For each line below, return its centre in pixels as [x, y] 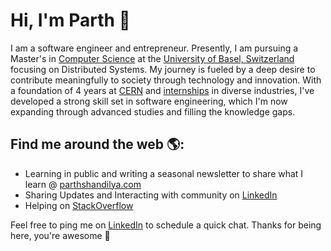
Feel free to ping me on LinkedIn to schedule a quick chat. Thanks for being [166, 225]
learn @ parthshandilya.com [83, 184]
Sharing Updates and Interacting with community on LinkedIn [151, 195]
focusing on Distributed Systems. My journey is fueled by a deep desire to [163, 69]
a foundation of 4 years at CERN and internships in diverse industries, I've [162, 90]
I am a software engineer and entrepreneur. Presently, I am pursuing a [154, 48]
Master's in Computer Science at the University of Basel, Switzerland [152, 58]
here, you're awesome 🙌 [60, 235]
